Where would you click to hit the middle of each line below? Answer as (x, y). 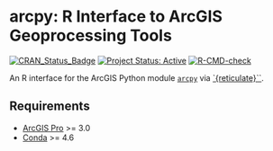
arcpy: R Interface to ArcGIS (116, 17)
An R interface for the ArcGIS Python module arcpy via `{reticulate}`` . (136, 77)
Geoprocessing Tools (91, 36)
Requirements (50, 107)
